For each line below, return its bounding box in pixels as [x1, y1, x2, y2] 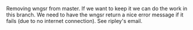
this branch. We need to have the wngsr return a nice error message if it [6, 11, 184, 18]
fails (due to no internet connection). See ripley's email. [6, 18, 143, 24]
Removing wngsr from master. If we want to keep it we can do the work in [6, 5, 188, 12]
